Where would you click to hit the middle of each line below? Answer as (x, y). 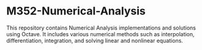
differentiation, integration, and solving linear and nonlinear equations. (95, 40)
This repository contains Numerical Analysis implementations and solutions (101, 28)
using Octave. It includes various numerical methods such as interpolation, (100, 34)
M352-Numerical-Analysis (76, 11)
